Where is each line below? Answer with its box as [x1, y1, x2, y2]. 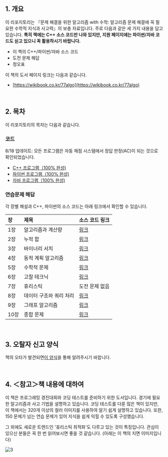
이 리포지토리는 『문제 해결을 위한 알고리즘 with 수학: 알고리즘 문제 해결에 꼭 [5, 19, 154, 25]
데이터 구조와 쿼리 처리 [24, 292, 74, 299]
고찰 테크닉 [24, 273, 49, 280]
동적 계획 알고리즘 [24, 255, 64, 262]
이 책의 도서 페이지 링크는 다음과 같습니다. [5, 72, 87, 78]
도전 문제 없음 [79, 283, 110, 290]
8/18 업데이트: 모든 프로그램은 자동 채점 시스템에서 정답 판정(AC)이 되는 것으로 [5, 148, 158, 154]
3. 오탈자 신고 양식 [5, 340, 59, 349]
